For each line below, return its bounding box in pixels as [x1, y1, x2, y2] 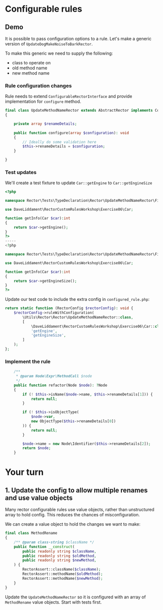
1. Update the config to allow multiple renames [5, 486, 148, 494]
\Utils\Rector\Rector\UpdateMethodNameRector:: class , [22, 315, 133, 320]
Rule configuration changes [5, 82, 72, 89]
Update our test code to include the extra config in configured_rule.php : [5, 296, 150, 302]
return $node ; [22, 446, 51, 451]
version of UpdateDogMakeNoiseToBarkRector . [5, 41, 93, 47]
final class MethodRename [5, 531, 57, 536]
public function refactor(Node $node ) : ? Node [14, 383, 108, 388]
